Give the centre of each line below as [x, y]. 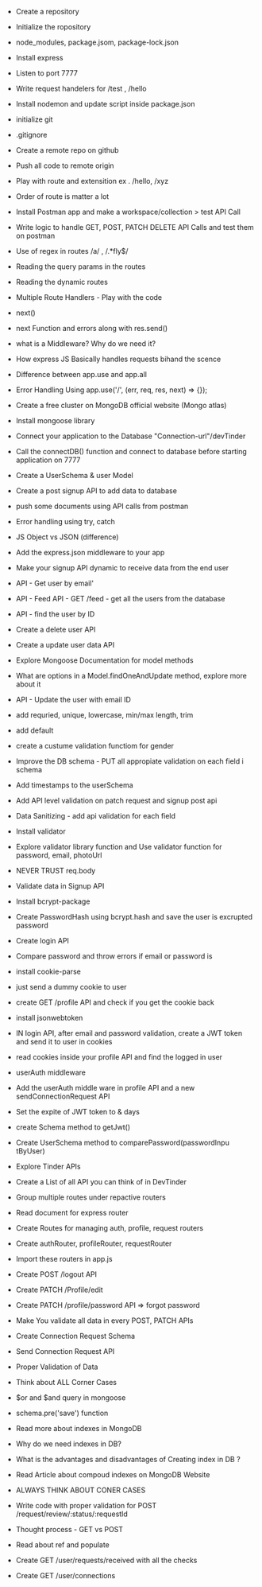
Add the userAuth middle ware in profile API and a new [105, 1088]
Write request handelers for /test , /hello [81, 88]
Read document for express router [72, 1213]
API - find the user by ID [55, 614]
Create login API [42, 941]
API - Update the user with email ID [73, 700]
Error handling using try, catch [65, 521]
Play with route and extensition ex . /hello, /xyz [92, 181]
